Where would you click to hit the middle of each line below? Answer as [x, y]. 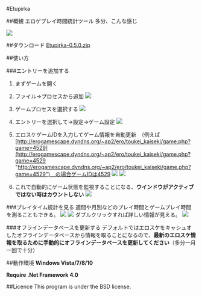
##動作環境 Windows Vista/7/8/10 [50, 263]
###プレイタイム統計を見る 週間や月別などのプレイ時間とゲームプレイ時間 [99, 207]
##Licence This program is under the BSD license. [69, 286]
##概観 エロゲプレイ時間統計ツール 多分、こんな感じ [72, 21]
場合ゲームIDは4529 [86, 174]
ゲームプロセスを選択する [46, 109]
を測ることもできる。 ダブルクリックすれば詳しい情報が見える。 [93, 215]
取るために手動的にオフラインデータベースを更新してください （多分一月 [106, 242]
